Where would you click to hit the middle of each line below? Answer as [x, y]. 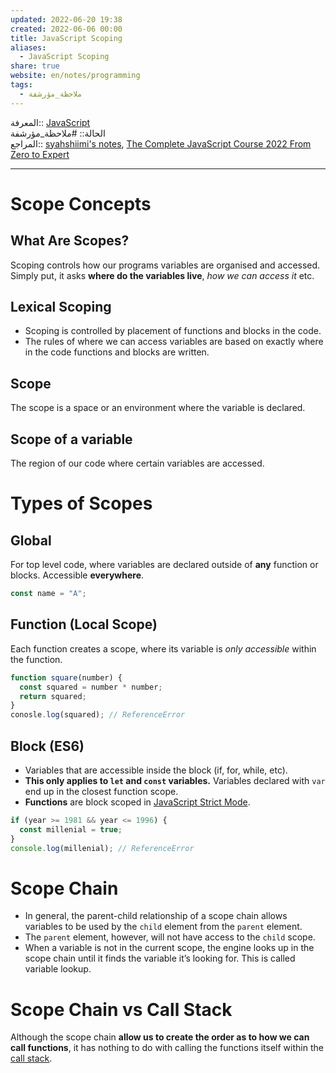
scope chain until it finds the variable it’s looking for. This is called [160, 958]
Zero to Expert [40, 154]
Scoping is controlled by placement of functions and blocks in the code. [173, 331]
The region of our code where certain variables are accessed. [137, 463]
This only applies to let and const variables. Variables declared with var [175, 780]
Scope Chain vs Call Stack [121, 1009]
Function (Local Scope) [84, 624]
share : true [35, 66]
